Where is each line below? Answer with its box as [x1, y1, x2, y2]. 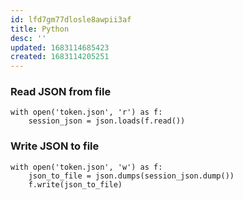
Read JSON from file [10, 85, 112, 99]
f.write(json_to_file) [28, 179, 123, 190]
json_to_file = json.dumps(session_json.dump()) [28, 171, 235, 181]
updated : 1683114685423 [10, 42, 110, 53]
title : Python [10, 24, 70, 34]
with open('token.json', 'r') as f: [10, 107, 163, 118]
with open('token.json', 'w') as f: [10, 162, 163, 172]
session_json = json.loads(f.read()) [28, 116, 186, 126]
